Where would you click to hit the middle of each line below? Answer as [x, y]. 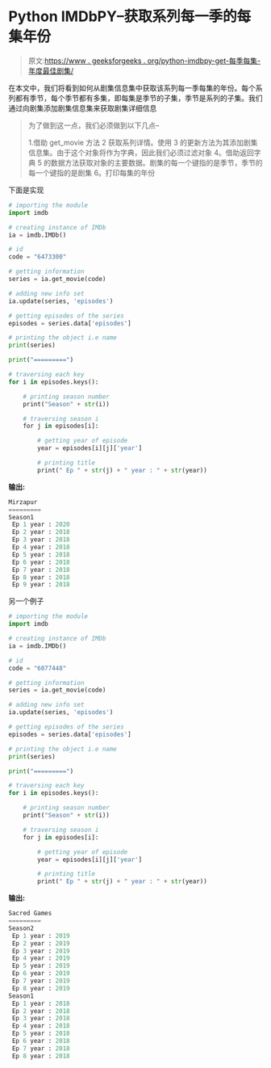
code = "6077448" [38, 668]
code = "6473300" [38, 257]
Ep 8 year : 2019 [41, 988]
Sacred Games [30, 914]
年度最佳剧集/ [51, 70]
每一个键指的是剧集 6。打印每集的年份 [92, 172]
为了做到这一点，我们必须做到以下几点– [94, 125]
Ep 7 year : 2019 [41, 981]
